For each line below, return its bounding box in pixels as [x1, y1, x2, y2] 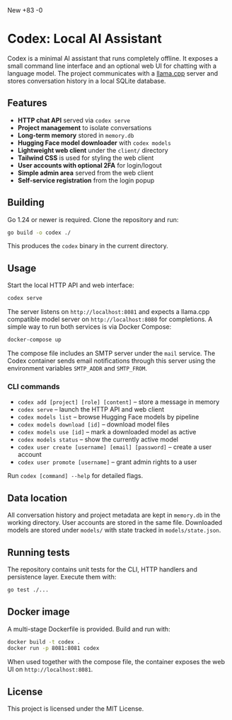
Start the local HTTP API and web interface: [7, 281, 134, 289]
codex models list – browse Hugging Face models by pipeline [17, 413, 199, 422]
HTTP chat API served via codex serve [17, 116, 131, 124]
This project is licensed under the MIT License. [7, 704, 144, 713]
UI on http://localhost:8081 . [7, 665, 93, 674]
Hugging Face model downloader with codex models [17, 138, 171, 147]
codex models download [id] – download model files [17, 420, 170, 429]
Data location [7, 492, 67, 504]
